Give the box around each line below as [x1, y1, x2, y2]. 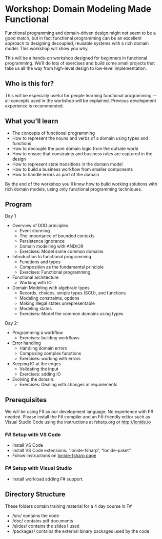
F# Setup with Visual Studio [5, 465, 72, 472]
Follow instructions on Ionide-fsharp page [12, 453, 97, 458]
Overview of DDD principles [12, 223, 68, 228]
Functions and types [19, 259, 61, 265]
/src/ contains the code [12, 513, 60, 518]
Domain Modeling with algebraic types [12, 285, 90, 291]
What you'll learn [5, 117, 59, 125]
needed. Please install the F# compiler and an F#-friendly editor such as [5, 414, 150, 420]
